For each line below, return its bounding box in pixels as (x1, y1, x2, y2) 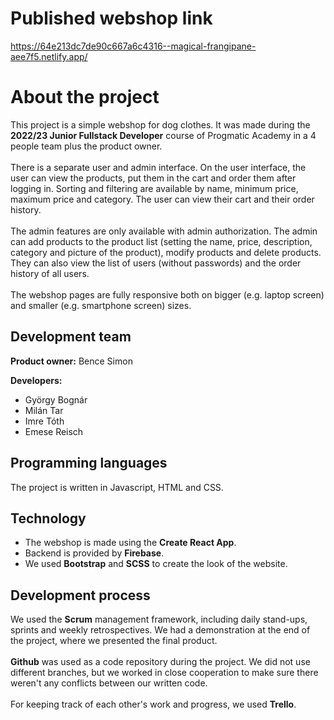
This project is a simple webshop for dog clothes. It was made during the (10, 118, 311, 131)
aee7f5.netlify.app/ (10, 50, 88, 62)
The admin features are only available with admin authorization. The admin (10, 225, 318, 237)
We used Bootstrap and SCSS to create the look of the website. (24, 558, 288, 570)
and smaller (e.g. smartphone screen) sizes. (10, 299, 192, 311)
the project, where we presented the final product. (10, 635, 218, 647)
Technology (10, 510, 87, 527)
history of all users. (10, 267, 90, 279)
